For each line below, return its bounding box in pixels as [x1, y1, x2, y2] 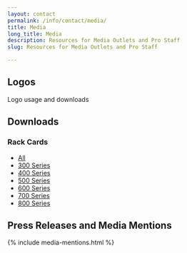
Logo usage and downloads [7, 95, 89, 103]
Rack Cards [7, 137, 49, 147]
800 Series [17, 199, 51, 207]
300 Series [17, 161, 51, 170]
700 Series [17, 191, 50, 200]
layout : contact [7, 10, 56, 18]
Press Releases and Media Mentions [7, 219, 173, 232]
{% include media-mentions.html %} [7, 238, 115, 247]
